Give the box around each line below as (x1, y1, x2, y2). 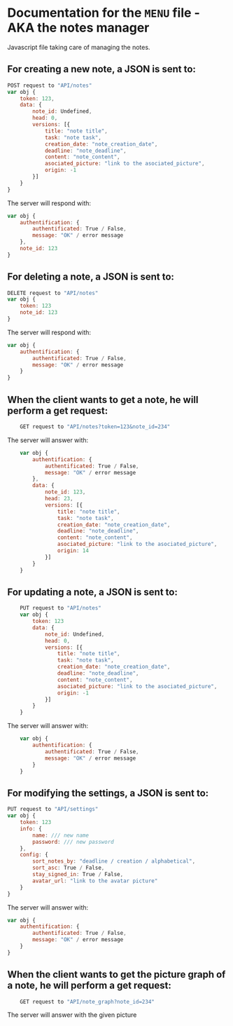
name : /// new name (32, 832, 90, 839)
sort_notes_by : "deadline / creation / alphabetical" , (32, 858, 196, 865)
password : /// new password (32, 838, 114, 845)
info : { (20, 825, 42, 832)
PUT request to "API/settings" (7, 806, 99, 813)
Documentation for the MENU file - (7, 5, 201, 21)
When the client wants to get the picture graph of (7, 969, 226, 980)
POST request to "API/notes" (7, 82, 92, 89)
